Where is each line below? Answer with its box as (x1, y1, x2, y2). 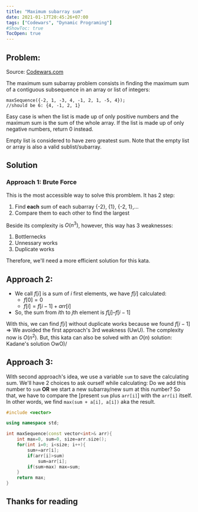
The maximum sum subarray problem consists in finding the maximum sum (6, 79, 189, 86)
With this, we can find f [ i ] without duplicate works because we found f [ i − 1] (6, 320, 190, 328)
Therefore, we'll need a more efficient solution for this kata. (6, 257, 151, 264)
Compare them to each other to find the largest (14, 209, 130, 216)
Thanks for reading (6, 497, 78, 507)
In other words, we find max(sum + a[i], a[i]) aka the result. (6, 398, 155, 405)
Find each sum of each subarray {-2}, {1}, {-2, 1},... (14, 203, 139, 210)
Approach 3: (6, 357, 53, 367)
